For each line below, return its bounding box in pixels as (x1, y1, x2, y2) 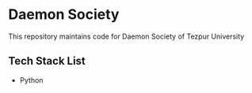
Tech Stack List (8, 54, 86, 68)
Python (19, 75, 44, 84)
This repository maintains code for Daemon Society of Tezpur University (8, 32, 245, 41)
